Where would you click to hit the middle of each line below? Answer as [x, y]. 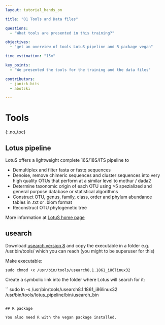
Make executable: [24, 261]
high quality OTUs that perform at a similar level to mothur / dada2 [82, 181]
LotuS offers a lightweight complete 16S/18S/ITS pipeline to [67, 160]
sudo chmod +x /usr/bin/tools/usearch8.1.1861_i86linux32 [68, 270]
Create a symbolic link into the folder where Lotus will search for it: [75, 279]
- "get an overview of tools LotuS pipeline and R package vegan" [81, 47]
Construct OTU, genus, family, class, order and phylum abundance [82, 197]
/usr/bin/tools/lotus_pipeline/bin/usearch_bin [52, 295]
